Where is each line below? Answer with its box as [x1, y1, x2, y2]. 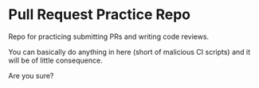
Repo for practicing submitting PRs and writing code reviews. [8, 32, 210, 41]
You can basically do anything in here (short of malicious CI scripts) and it [8, 47, 251, 56]
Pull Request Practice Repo [8, 6, 191, 24]
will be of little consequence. [8, 55, 103, 65]
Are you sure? [8, 71, 54, 80]
